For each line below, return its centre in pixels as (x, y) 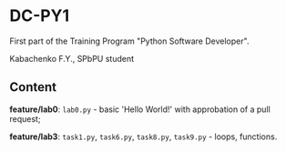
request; (25, 118)
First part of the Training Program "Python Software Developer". (129, 41)
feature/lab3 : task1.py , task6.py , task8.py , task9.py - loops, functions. (143, 136)
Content (33, 87)
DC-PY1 (40, 16)
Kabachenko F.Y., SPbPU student (72, 58)
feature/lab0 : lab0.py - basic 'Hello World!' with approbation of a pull (140, 109)
